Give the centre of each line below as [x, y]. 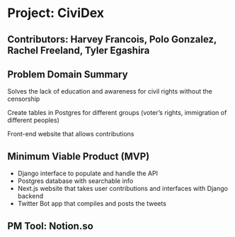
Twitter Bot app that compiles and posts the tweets [92, 204]
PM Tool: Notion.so [50, 226]
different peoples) [34, 120]
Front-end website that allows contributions [71, 134]
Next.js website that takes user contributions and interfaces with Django [123, 189]
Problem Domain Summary [68, 74]
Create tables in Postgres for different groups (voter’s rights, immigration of [117, 113]
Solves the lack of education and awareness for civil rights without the [110, 92]
